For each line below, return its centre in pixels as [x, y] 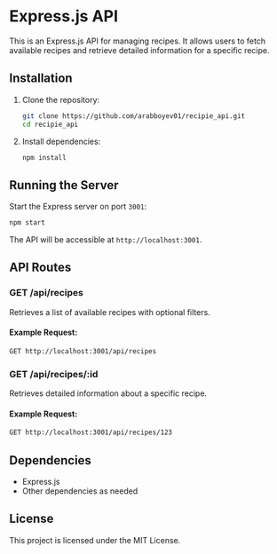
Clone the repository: [61, 99]
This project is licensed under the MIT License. [95, 540]
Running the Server [64, 185]
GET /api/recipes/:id [54, 374]
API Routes [40, 268]
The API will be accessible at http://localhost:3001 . [106, 240]
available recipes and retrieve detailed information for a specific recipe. [139, 50]
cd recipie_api [50, 124]
